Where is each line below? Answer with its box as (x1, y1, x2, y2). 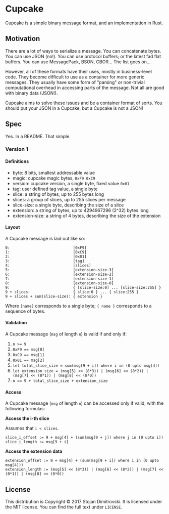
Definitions (5, 158, 29, 164)
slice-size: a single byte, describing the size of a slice (12, 202, 124, 208)
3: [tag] (5, 259, 85, 264)
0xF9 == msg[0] (12, 347, 45, 352)
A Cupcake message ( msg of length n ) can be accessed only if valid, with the (5, 400, 164, 406)
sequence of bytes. (5, 308, 45, 314)
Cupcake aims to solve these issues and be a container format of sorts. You (5, 100, 162, 106)
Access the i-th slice (5, 415, 49, 421)
